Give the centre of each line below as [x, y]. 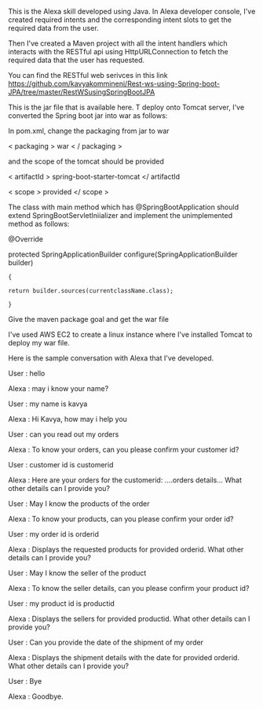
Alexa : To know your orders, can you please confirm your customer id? [124, 449]
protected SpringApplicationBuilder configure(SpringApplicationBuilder [123, 254]
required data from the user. [54, 28]
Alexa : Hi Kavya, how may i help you [68, 419]
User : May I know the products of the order [79, 504]
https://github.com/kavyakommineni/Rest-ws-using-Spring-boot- [114, 83]
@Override [26, 239]
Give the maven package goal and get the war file [88, 319]
